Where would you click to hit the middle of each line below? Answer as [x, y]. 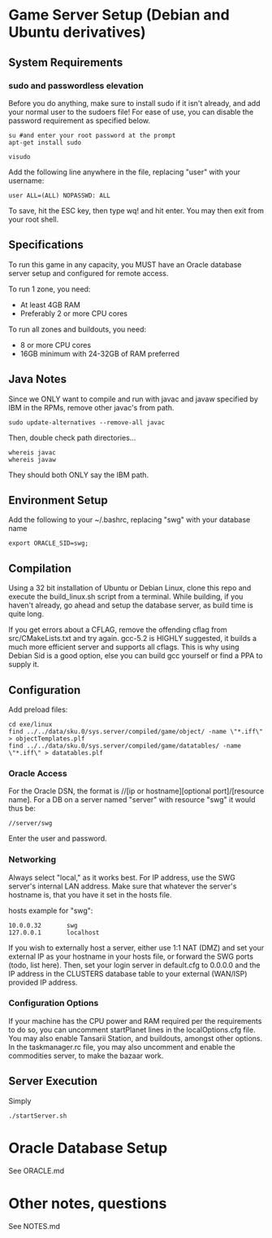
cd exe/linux [30, 724]
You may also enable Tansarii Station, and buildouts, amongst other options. [135, 1038]
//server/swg [30, 823]
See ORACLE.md [37, 1170]
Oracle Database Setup [88, 1148]
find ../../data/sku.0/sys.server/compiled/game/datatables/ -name [125, 746]
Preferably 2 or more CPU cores [74, 313]
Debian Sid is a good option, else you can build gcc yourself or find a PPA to [136, 656]
